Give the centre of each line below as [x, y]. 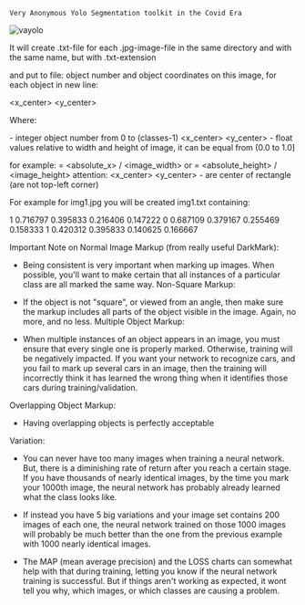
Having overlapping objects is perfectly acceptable [118, 423]
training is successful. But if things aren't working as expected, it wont [154, 581]
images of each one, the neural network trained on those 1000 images [154, 524]
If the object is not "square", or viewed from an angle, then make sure [153, 302]
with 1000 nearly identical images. [87, 544]
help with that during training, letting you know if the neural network [150, 571]
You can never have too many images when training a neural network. [153, 458]
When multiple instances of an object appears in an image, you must [151, 339]
